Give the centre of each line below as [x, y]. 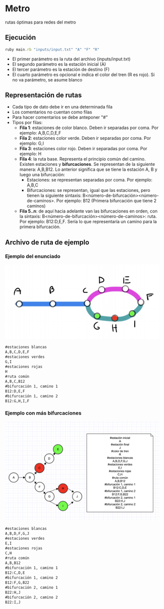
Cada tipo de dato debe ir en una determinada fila [62, 107]
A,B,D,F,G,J [17, 534]
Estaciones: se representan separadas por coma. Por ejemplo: [90, 180]
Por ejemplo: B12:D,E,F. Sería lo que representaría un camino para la [88, 222]
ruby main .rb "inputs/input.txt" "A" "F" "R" [52, 50]
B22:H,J [13, 593]
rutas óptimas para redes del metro [41, 22]
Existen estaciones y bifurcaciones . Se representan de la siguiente [87, 164]
